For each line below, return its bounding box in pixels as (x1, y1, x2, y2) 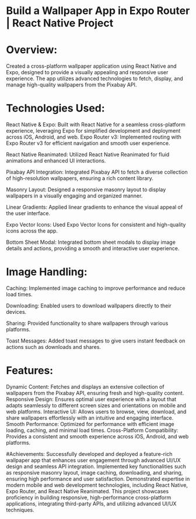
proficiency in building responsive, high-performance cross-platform (6, 494, 171, 501)
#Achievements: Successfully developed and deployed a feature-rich (6, 450, 173, 457)
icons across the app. (6, 227, 58, 234)
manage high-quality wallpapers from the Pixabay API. (6, 81, 137, 88)
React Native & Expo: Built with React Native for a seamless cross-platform (6, 121, 185, 128)
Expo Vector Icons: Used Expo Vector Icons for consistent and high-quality (6, 221, 186, 229)
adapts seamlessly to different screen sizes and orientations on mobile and (6, 402, 187, 409)
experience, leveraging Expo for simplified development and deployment (6, 127, 181, 134)
